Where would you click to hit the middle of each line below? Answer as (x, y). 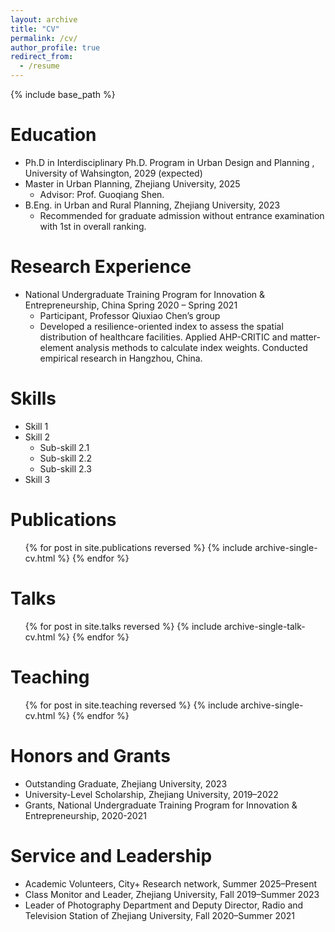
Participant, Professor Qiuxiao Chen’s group (130, 315)
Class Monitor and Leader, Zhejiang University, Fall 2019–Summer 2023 (172, 894)
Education (53, 135)
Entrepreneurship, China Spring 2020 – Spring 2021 (131, 305)
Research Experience (101, 267)
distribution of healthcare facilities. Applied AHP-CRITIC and (163, 337)
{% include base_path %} (63, 94)
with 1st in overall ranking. (93, 226)
